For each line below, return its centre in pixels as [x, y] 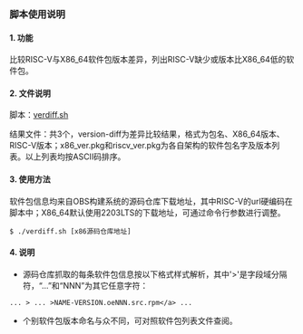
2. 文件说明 [30, 93]
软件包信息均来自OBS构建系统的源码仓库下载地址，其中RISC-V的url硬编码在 [151, 201]
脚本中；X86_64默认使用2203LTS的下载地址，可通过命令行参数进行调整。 [147, 212]
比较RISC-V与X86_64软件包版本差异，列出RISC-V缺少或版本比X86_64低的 [148, 60]
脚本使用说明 [38, 14]
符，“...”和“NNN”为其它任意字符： [85, 285]
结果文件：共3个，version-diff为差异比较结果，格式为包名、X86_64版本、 [147, 134]
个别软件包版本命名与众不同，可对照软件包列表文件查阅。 [130, 320]
